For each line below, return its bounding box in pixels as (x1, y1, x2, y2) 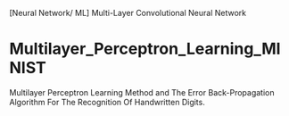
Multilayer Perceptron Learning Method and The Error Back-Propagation (9, 87, 275, 97)
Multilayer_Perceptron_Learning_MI (9, 39, 281, 59)
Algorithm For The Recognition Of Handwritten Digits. (9, 96, 205, 107)
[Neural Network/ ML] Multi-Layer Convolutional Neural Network (9, 8, 247, 18)
